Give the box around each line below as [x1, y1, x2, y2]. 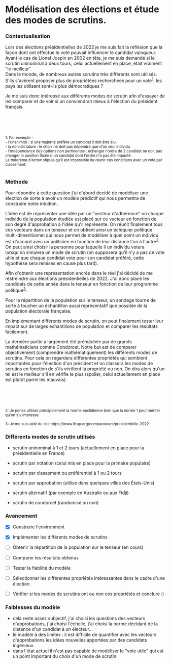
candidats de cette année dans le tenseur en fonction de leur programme [5, 281, 158, 287]
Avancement [5, 512, 38, 519]
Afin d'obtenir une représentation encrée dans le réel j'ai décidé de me [5, 270, 153, 276]
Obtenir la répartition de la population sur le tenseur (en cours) [12, 544, 144, 550]
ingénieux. [12, 643, 35, 649]
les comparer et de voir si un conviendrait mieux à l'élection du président [5, 98, 158, 105]
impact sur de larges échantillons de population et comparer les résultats [5, 323, 158, 329]
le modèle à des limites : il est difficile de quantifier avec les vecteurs [12, 631, 157, 638]
